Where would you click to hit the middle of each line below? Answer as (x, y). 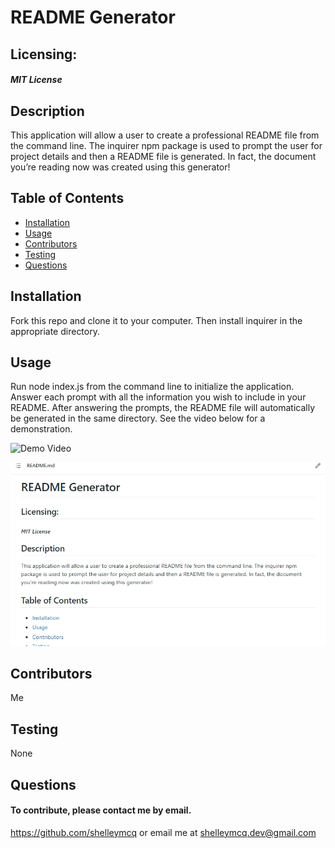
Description (47, 111)
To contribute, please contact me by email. (101, 810)
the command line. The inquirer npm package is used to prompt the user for (166, 145)
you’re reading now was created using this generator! (120, 167)
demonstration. (41, 429)
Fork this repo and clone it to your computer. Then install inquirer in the (156, 320)
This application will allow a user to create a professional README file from (165, 135)
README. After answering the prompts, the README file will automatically (163, 408)
